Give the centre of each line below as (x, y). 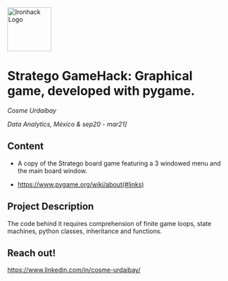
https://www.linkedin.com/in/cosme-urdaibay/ (74, 270)
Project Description (51, 207)
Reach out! (32, 253)
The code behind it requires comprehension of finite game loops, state (109, 223)
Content (26, 146)
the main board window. (52, 170)
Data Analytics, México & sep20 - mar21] (67, 124)
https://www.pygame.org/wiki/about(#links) (81, 184)
